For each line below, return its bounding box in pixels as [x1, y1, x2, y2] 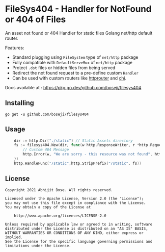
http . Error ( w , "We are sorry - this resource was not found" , [23, 152, 153, 157]
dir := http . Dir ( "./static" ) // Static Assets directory [14, 138, 133, 143]
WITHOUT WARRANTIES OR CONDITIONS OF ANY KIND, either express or [5, 230, 144, 235]
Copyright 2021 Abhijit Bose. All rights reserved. [5, 187, 113, 192]
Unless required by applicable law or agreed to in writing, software [5, 222, 153, 227]
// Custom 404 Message [23, 147, 69, 152]
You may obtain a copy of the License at [5, 204, 91, 209]
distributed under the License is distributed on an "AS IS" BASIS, [5, 226, 148, 231]
